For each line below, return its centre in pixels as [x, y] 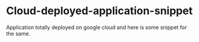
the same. [18, 33]
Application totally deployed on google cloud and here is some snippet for [97, 27]
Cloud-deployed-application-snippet [99, 11]
